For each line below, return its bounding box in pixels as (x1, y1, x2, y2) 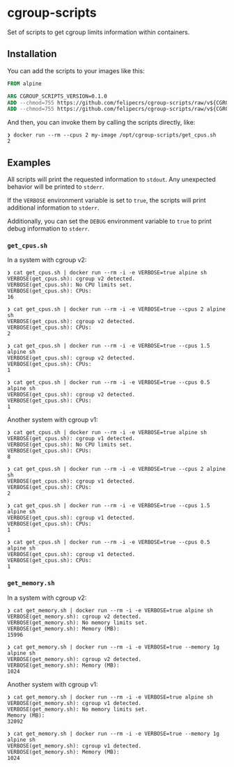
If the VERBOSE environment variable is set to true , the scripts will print (7, 196, 207, 205)
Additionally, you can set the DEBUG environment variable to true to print (7, 217, 212, 226)
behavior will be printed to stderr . (7, 183, 104, 191)
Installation (7, 48, 57, 60)
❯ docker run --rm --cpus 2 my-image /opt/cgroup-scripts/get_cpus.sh (7, 132, 217, 139)
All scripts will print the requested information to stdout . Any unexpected (7, 176, 216, 184)
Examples (7, 157, 51, 169)
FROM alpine (7, 80, 42, 87)
